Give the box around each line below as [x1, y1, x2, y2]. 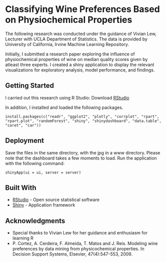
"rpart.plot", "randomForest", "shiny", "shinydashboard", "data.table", [5, 118, 162, 123]
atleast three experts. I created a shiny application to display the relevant [5, 61, 155, 67]
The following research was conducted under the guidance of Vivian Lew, [5, 30, 157, 36]
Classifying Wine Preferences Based [5, 3, 161, 15]
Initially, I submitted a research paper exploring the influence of [5, 51, 135, 57]
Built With [5, 183, 36, 192]
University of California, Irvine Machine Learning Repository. [5, 41, 129, 47]
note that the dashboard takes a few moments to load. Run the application [5, 155, 157, 161]
